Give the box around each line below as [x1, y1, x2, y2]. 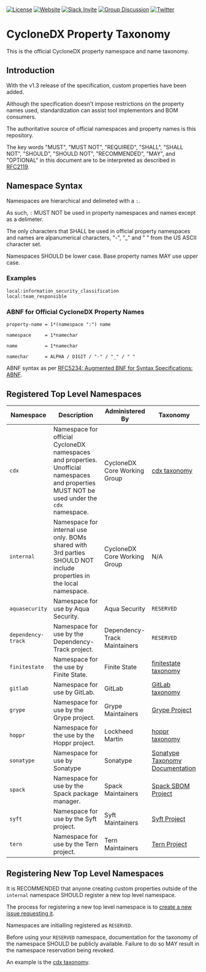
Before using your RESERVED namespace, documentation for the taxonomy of [6, 933, 198, 941]
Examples [6, 274, 37, 282]
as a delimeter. [6, 215, 44, 223]
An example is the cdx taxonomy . [6, 958, 90, 966]
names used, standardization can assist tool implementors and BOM [6, 106, 178, 114]
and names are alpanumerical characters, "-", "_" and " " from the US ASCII [6, 234, 197, 241]
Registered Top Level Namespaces [6, 388, 142, 399]
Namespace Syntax [6, 181, 83, 191]
